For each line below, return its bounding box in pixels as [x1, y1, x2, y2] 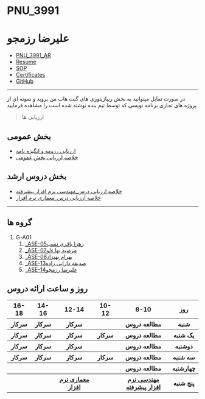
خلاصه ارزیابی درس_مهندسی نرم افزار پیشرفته [15, 187, 122, 195]
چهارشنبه [172, 364, 196, 373]
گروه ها [7, 217, 32, 228]
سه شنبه [173, 353, 195, 362]
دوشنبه [175, 342, 193, 351]
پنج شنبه [173, 379, 195, 387]
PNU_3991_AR [15, 52, 51, 59]
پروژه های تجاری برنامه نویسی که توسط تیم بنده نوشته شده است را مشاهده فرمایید [7, 102, 197, 109]
